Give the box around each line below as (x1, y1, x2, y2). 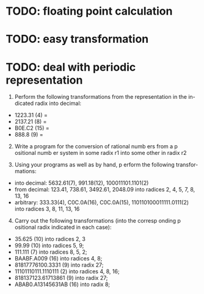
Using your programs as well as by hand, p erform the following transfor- (14, 161, 199, 168)
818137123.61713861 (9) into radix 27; (14, 274, 108, 282)
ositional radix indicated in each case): (14, 224, 112, 231)
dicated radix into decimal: (14, 99, 82, 107)
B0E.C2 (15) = (14, 124, 49, 132)
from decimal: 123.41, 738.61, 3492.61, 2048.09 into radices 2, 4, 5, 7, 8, (14, 186, 195, 193)
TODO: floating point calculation (5, 4, 173, 18)
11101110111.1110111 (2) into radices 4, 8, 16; (14, 268, 120, 275)
